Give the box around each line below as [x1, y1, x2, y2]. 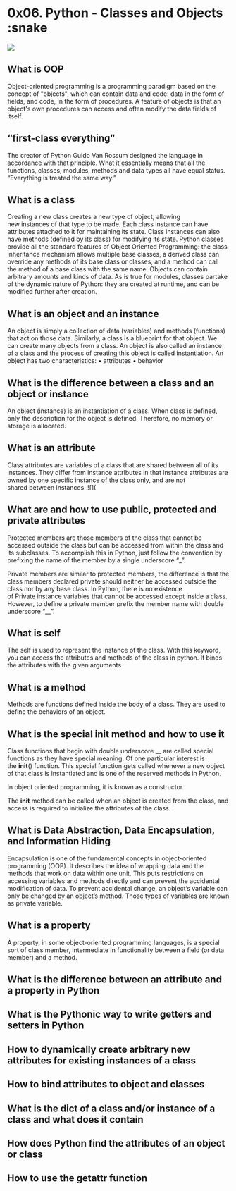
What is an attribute [7, 442, 97, 454]
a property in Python [7, 985, 100, 996]
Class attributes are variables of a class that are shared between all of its [7, 460, 218, 469]
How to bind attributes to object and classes [7, 1078, 205, 1090]
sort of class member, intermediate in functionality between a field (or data [7, 946, 225, 954]
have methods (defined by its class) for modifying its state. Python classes [7, 235, 224, 244]
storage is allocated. [7, 421, 67, 430]
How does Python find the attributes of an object [7, 1137, 225, 1149]
